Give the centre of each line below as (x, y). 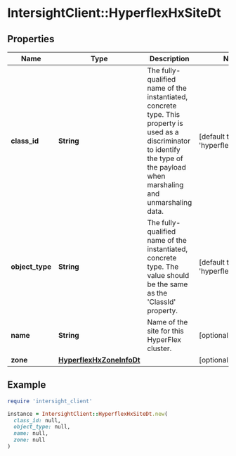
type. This (164, 114)
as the (157, 293)
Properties (31, 39)
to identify (164, 150)
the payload (166, 167)
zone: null (29, 440)
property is (165, 123)
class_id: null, (37, 420)
